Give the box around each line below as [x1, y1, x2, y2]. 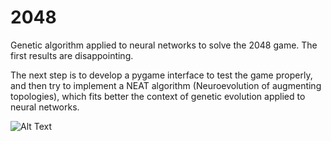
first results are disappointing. [10, 49, 134, 61]
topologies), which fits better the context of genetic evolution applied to [10, 90, 306, 102]
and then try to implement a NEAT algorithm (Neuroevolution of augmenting [10, 79, 322, 91]
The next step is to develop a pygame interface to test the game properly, [10, 69, 313, 81]
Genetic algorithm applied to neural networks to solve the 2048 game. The [10, 39, 318, 51]
